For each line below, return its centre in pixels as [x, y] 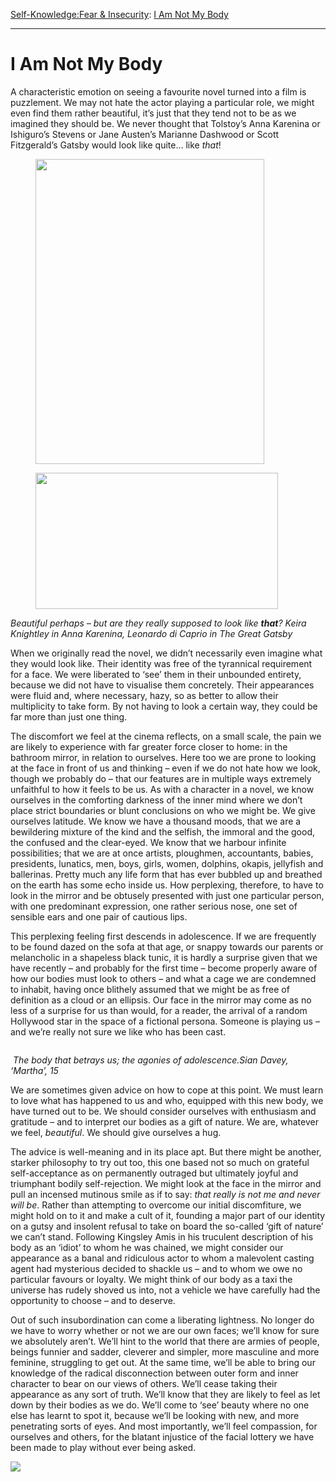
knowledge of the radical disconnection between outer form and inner [154, 1373]
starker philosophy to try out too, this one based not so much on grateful [160, 1162]
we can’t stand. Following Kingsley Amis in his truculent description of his [162, 1236]
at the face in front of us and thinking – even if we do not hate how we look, [165, 768]
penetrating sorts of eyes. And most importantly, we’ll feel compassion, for [164, 1426]
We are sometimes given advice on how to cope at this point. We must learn [167, 1090]
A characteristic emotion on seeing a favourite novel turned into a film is [158, 91]
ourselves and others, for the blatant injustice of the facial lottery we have [162, 1436]
